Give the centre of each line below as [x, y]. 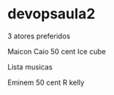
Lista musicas [30, 67]
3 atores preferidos [39, 36]
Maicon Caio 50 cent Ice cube [57, 51]
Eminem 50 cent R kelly [46, 82]
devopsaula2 [51, 14]
